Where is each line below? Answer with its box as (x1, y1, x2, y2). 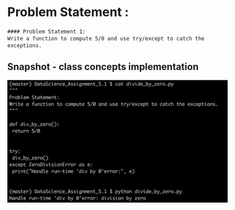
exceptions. (7, 42, 42, 49)
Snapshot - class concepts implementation (7, 61, 199, 73)
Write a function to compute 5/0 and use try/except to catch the (7, 35, 205, 42)
